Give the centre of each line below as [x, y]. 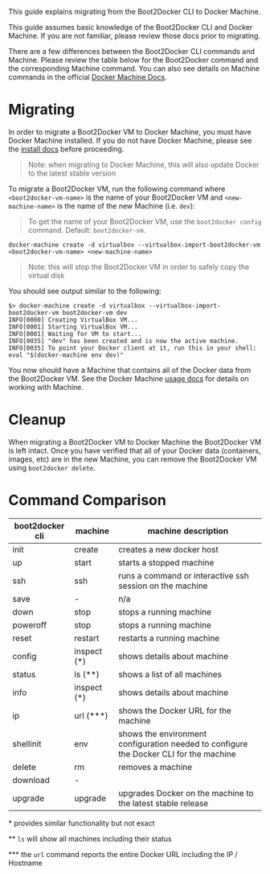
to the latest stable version [72, 173]
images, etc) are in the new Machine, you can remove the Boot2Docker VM [133, 459]
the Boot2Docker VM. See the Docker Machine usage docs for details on [129, 379]
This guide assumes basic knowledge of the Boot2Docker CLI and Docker [131, 27]
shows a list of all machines [170, 674]
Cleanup [37, 420]
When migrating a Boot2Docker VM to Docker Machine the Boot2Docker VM [135, 441]
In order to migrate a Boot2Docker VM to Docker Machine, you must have [130, 131]
